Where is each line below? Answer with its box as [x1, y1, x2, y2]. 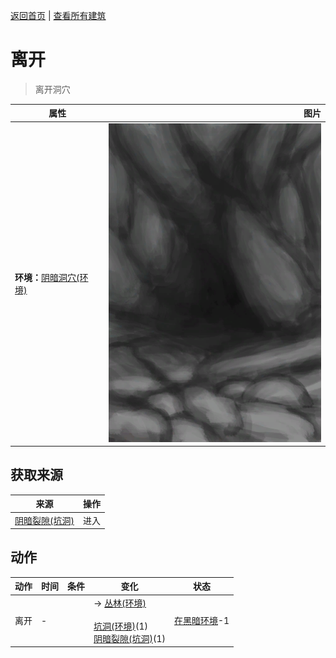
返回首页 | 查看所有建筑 [10, 10, 107, 21]
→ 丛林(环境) [93, 597, 147, 609]
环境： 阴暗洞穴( [14, 272, 80, 284]
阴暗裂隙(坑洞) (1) [93, 632, 166, 644]
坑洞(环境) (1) [93, 620, 148, 632]
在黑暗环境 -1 [173, 615, 230, 627]
